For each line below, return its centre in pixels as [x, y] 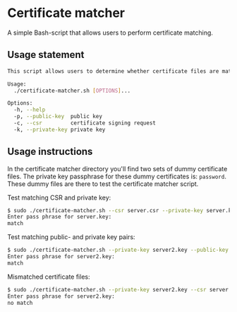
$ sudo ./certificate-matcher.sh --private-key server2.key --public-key [118, 250]
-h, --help [30, 110]
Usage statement [46, 55]
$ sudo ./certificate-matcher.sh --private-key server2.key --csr [107, 289]
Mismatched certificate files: [49, 277]
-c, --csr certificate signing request [85, 123]
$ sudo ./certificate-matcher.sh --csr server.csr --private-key [105, 210]
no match [20, 303]
